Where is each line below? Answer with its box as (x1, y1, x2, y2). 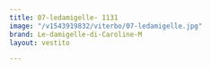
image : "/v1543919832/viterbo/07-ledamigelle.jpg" (9, 22, 203, 30)
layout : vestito (9, 38, 70, 47)
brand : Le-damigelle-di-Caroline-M (9, 30, 143, 39)
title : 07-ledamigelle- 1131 (9, 13, 119, 22)
